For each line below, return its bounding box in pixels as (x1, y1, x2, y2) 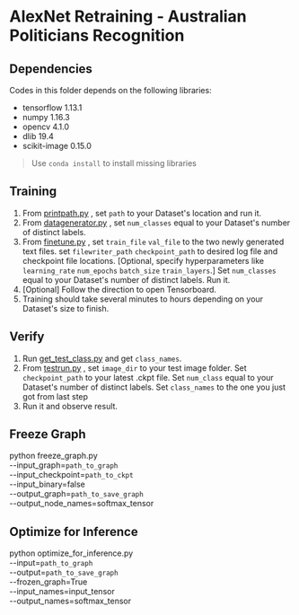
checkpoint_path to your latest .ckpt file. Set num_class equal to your (22, 372, 274, 382)
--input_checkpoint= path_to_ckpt (9, 470, 134, 480)
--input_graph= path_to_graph (9, 460, 119, 470)
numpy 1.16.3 (22, 112, 70, 122)
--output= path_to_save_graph (9, 567, 119, 578)
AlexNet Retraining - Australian (9, 6, 247, 27)
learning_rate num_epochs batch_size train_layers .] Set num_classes (22, 265, 277, 276)
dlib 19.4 (22, 131, 54, 141)
